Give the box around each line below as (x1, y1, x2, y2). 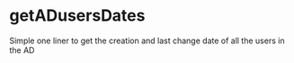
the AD (9, 44, 35, 55)
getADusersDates (9, 5, 146, 26)
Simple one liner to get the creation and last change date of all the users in (9, 35, 285, 46)
